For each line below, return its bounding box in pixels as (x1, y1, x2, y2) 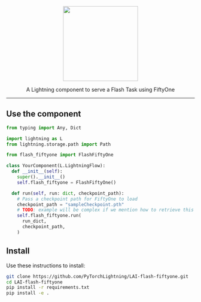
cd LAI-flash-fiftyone (6, 279, 63, 285)
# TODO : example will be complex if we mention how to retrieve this (17, 207, 194, 213)
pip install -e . (6, 290, 50, 296)
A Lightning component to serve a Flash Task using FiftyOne (26, 86, 175, 93)
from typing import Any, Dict (6, 125, 82, 131)
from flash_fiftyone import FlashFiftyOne (6, 152, 114, 158)
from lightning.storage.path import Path (6, 141, 111, 147)
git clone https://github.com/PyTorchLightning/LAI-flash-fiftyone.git (6, 273, 188, 279)
